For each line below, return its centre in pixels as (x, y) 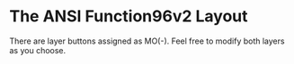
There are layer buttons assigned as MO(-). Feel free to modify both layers (147, 41)
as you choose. (38, 50)
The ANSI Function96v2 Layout (129, 16)
